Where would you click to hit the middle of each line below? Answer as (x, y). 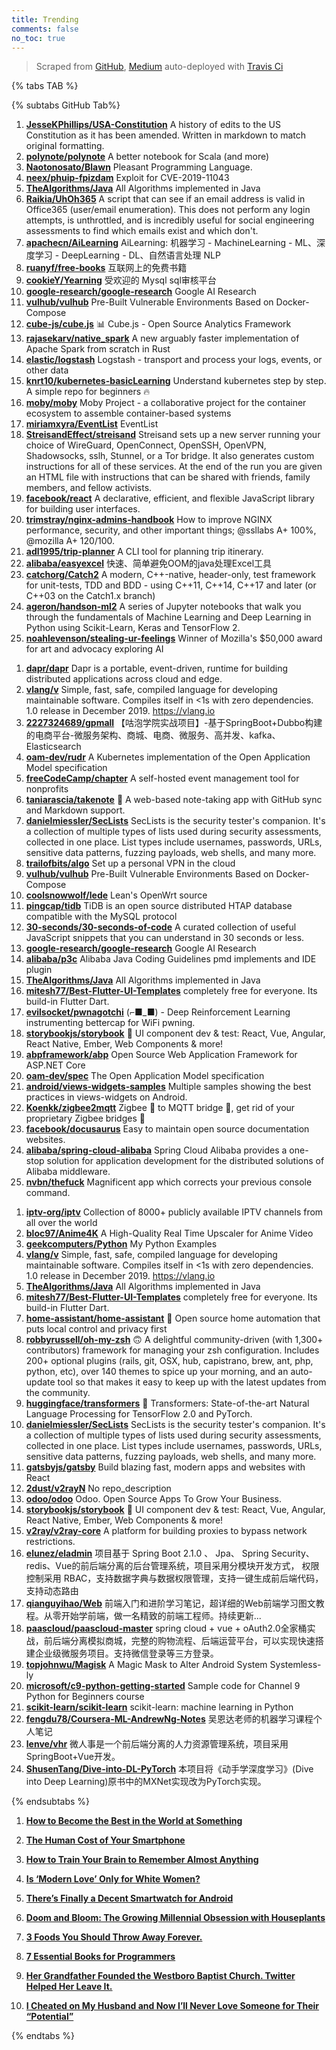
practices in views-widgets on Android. (106, 1097)
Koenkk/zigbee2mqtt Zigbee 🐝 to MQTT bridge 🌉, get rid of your (160, 1108)
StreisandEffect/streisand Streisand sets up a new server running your (173, 435)
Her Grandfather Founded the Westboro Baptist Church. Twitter (160, 1976)
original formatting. (65, 146)
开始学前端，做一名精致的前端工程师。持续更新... (161, 1616)
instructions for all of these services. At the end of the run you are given (174, 467)
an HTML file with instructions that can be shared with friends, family (168, 477)
